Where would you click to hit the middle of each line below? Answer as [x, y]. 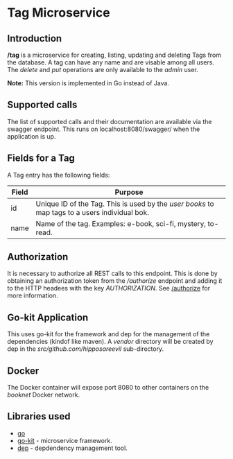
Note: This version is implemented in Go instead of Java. [88, 83]
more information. [33, 295]
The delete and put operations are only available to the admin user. [103, 70]
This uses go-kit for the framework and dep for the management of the [109, 334]
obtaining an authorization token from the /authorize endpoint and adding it [115, 281]
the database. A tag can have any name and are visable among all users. [111, 62]
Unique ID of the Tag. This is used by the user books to [125, 204]
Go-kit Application [48, 317]
